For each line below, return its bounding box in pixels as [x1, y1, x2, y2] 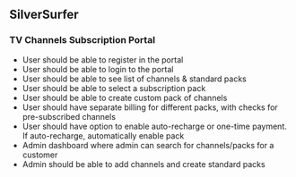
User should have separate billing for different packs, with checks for [22, 102, 278, 113]
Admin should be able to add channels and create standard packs [22, 158, 266, 169]
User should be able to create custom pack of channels [22, 92, 228, 103]
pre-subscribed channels [22, 111, 117, 122]
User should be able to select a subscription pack [22, 82, 206, 93]
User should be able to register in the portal [22, 54, 184, 65]
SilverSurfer [9, 7, 79, 22]
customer [22, 149, 58, 160]
